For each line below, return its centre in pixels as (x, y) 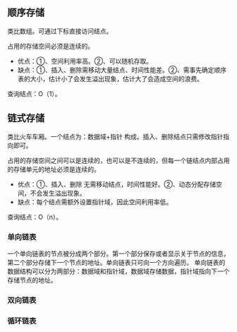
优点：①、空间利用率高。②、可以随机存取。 (85, 61)
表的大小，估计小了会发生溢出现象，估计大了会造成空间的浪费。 (110, 78)
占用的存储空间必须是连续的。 (50, 46)
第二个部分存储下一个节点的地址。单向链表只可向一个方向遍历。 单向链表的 (116, 262)
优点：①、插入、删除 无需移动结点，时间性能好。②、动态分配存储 (117, 184)
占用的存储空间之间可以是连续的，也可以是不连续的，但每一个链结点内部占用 (119, 160)
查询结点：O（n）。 (35, 217)
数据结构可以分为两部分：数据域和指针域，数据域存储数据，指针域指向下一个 (119, 271)
